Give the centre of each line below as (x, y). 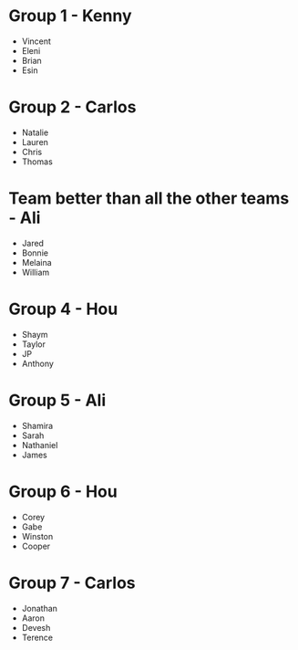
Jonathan (40, 608)
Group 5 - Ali (57, 400)
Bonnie (35, 253)
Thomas (37, 162)
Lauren (35, 142)
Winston (37, 536)
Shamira (37, 425)
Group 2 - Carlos (72, 107)
